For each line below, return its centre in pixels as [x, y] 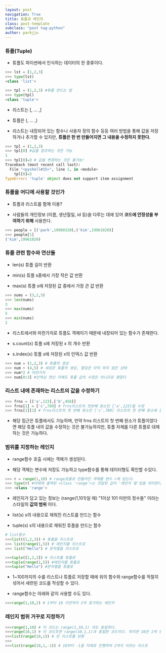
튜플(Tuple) [19, 51]
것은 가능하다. [35, 433]
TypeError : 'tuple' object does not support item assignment [69, 178]
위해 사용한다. [39, 221]
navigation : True [23, 14]
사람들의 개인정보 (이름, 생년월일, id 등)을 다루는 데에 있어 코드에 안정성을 [83, 214]
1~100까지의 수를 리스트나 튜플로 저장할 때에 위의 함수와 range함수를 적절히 [85, 577]
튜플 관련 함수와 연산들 [30, 253]
